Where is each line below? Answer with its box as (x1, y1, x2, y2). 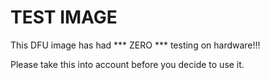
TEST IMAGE (10, 6, 118, 29)
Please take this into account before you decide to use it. (10, 58, 245, 70)
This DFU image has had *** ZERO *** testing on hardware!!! (10, 39, 261, 51)
